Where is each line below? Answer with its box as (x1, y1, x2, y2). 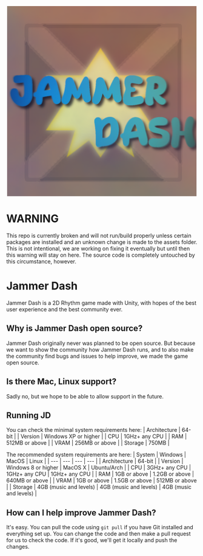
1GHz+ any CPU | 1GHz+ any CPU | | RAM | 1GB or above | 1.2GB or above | (6, 470, 195, 478)
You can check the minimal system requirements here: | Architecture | (6, 426, 181, 434)
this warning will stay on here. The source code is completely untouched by (6, 251, 195, 259)
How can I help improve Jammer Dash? (6, 507, 156, 518)
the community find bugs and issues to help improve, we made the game (6, 352, 188, 360)
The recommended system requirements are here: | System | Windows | (6, 451, 187, 459)
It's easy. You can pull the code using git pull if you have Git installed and (6, 524, 194, 531)
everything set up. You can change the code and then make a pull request (6, 530, 191, 538)
